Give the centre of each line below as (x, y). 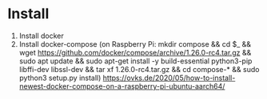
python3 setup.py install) (60, 78)
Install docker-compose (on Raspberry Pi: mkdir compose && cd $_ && (135, 44)
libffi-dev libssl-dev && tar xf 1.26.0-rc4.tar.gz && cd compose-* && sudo (139, 69)
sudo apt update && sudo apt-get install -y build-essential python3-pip (135, 61)
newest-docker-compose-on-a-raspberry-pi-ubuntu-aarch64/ (122, 86)
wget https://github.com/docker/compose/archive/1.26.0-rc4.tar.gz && (135, 52)
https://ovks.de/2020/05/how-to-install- (169, 78)
